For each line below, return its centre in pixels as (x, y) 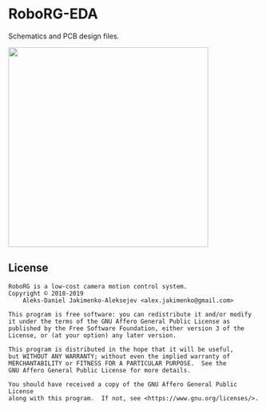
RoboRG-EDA (53, 14)
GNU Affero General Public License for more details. (100, 370)
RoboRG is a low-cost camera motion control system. (98, 286)
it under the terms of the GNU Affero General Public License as (119, 321)
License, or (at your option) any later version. (93, 335)
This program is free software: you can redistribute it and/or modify (130, 314)
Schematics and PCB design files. (64, 36)
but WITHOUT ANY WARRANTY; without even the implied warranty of (119, 356)
